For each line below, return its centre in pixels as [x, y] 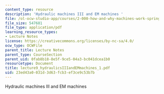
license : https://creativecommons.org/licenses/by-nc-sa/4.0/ [70, 41]
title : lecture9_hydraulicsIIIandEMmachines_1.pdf [58, 68]
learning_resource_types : [31, 32]
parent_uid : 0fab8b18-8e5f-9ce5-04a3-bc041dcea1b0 [58, 59]
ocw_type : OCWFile [24, 46]
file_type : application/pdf [34, 28]
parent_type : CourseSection [34, 55]
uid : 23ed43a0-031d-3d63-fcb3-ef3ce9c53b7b [50, 73]
